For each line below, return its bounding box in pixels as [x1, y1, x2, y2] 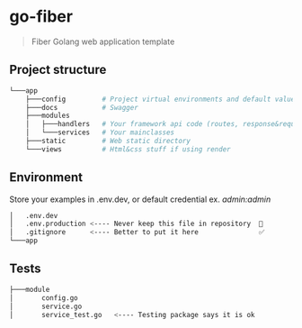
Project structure [9, 62, 107, 77]
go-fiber [9, 6, 74, 27]
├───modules [25, 111, 70, 121]
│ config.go [9, 293, 78, 303]
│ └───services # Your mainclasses [25, 128, 175, 137]
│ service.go [9, 302, 83, 311]
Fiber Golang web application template [31, 36, 175, 47]
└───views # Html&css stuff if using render [25, 144, 231, 154]
